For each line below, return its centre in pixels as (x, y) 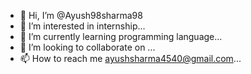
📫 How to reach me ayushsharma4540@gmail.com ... (130, 58)
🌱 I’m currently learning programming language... (121, 36)
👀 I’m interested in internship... (82, 26)
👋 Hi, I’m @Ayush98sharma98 (81, 15)
